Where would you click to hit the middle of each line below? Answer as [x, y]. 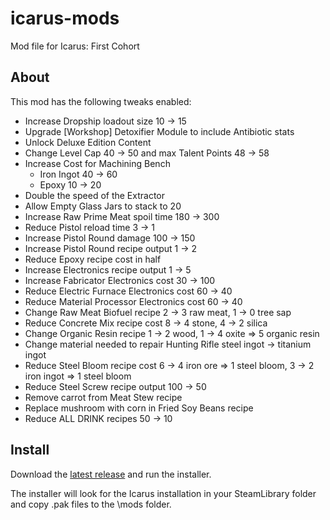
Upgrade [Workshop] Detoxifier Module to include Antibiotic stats [159, 131]
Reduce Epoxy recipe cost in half [93, 259]
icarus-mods [65, 18]
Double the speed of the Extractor [95, 195]
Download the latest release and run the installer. [111, 474]
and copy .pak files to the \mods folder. [91, 504]
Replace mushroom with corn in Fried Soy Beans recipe [139, 408]
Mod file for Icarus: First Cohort [75, 46]
